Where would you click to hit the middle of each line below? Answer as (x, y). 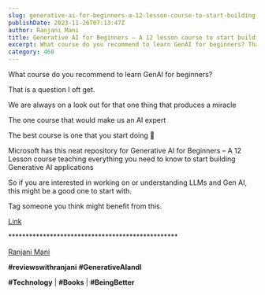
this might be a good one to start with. (70, 191)
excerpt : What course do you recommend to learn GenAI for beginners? (127, 45)
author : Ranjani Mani (44, 30)
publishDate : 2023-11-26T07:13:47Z (67, 23)
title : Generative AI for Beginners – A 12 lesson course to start (121, 37)
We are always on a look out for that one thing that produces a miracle (122, 105)
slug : (17, 15)
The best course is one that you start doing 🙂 (82, 135)
